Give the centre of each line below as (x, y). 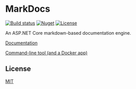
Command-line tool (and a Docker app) (47, 53)
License (18, 69)
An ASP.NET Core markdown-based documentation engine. (68, 33)
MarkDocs (28, 9)
